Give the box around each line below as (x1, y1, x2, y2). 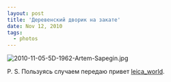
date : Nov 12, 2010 (7, 23, 63, 29)
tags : (7, 29, 23, 36)
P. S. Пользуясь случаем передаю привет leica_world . (7, 68, 166, 76)
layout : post (7, 10, 44, 17)
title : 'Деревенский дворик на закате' (7, 16, 121, 23)
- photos (13, 36, 38, 42)
